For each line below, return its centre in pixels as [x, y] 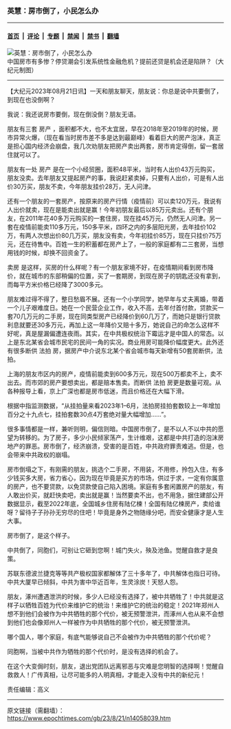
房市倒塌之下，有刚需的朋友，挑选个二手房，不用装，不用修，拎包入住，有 [112, 469]
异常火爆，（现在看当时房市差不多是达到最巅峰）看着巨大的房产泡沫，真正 [117, 137]
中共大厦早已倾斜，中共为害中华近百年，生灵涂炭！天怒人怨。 [95, 582]
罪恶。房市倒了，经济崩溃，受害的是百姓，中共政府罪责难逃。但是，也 [124, 446]
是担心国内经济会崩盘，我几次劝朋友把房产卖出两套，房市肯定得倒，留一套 [112, 146]
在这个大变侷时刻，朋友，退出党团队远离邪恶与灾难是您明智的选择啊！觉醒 [112, 666]
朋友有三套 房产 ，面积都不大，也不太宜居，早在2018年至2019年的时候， [110, 129]
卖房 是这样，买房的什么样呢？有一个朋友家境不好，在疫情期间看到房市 [107, 267]
